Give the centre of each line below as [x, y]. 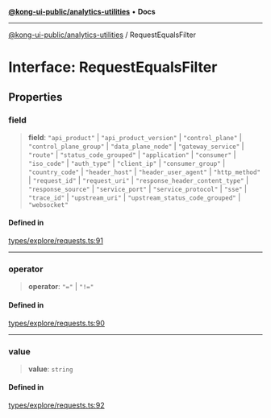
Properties [35, 97]
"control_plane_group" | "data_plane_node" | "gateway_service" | [136, 146]
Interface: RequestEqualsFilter [113, 67]
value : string [50, 369]
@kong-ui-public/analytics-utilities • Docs [82, 12]
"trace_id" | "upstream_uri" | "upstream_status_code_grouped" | [134, 197]
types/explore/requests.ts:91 [56, 241]
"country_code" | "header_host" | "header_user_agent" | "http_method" [144, 172]
